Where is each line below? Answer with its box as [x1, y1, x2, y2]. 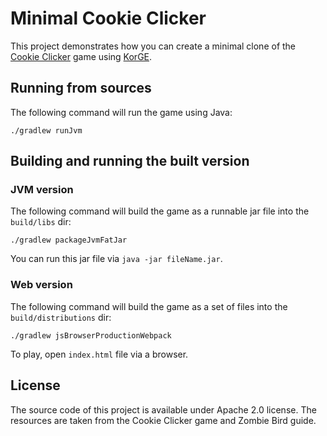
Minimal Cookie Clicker [10, 7, 207, 30]
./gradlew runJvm [10, 125, 83, 136]
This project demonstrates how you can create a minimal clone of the [10, 40, 297, 52]
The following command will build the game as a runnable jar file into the [10, 205, 310, 217]
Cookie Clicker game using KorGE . [10, 50, 153, 62]
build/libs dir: [10, 216, 72, 228]
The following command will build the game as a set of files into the [10, 300, 288, 312]
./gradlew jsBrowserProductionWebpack [10, 330, 172, 341]
